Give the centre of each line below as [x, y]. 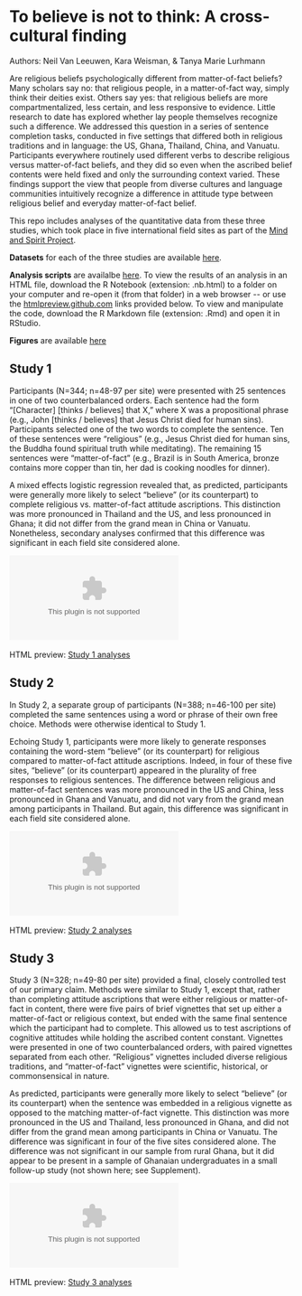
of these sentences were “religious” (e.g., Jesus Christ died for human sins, [150, 438]
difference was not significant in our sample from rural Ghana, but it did [142, 1151]
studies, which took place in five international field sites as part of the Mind [149, 230]
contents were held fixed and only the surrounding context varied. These [145, 174]
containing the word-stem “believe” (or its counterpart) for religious [134, 751]
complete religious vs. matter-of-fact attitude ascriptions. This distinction [145, 504]
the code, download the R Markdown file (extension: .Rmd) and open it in [145, 313]
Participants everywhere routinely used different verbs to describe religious [150, 155]
